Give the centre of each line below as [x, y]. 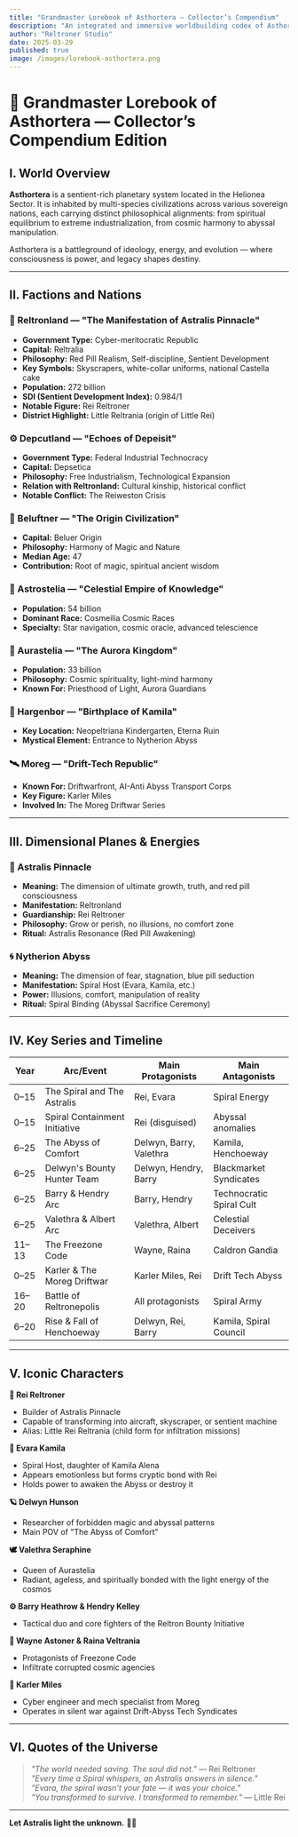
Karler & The [71, 1270]
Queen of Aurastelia [59, 1571]
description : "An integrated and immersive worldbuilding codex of [137, 26]
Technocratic [240, 1194]
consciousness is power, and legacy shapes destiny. [105, 259]
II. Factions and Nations [75, 295]
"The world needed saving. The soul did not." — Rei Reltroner [143, 1769]
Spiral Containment [85, 1117]
